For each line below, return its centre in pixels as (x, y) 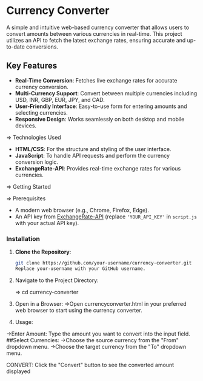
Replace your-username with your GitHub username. (80, 268)
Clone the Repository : (43, 252)
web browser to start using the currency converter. (78, 310)
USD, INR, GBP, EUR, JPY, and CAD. (60, 99)
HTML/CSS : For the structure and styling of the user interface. (93, 149)
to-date (16, 47)
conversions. (42, 47)
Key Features (32, 66)
